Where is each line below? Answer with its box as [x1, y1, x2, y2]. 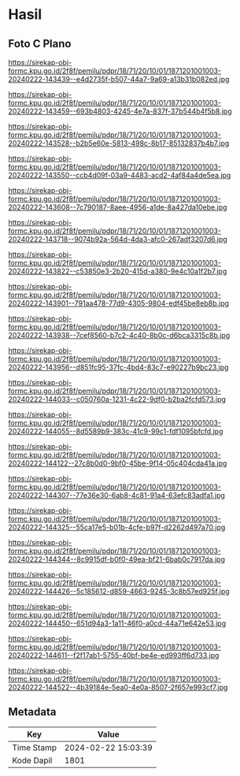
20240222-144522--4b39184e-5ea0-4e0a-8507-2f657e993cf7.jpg [8, 683, 228, 692]
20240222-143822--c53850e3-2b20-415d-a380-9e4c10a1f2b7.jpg [8, 266, 227, 276]
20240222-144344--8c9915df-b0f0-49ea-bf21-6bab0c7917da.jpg [8, 555, 226, 564]
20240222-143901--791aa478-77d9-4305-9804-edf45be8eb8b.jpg [8, 299, 230, 308]
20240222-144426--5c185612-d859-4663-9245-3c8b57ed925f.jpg [8, 587, 230, 596]
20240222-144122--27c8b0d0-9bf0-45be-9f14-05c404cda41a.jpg [8, 459, 227, 468]
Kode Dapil [12, 755, 53, 766]
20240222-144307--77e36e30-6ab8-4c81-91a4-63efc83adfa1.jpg [8, 491, 226, 499]
